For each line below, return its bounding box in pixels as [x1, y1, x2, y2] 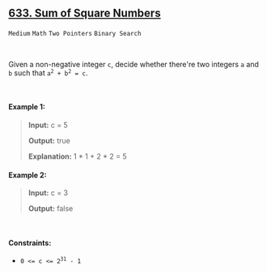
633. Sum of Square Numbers [8, 6, 161, 20]
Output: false [28, 204, 74, 214]
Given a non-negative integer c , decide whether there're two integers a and [8, 59, 259, 69]
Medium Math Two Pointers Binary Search [8, 29, 142, 37]
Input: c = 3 [28, 188, 69, 198]
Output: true [28, 136, 71, 146]
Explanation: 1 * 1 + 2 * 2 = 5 [28, 151, 127, 161]
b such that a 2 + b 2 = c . [8, 68, 88, 78]
